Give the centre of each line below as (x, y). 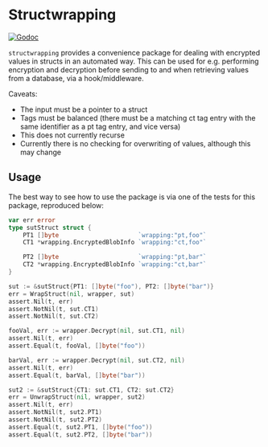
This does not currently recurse (72, 135)
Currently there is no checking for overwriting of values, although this (135, 143)
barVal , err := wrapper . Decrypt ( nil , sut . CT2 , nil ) (97, 360)
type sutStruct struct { (50, 228)
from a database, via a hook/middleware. (76, 78)
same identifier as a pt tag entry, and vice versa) (100, 126)
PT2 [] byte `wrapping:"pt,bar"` (115, 257)
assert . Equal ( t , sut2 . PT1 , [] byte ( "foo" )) (80, 427)
